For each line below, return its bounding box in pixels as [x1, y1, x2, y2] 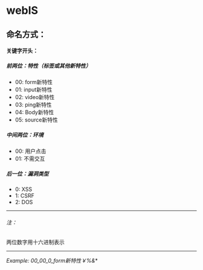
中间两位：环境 [6, 131, 43, 138]
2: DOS [14, 199, 33, 206]
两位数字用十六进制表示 [6, 239, 65, 246]
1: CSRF [14, 192, 34, 199]
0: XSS [14, 185, 32, 193]
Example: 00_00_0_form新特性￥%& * [6, 257, 98, 265]
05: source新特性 [14, 116, 59, 124]
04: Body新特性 [14, 109, 54, 116]
